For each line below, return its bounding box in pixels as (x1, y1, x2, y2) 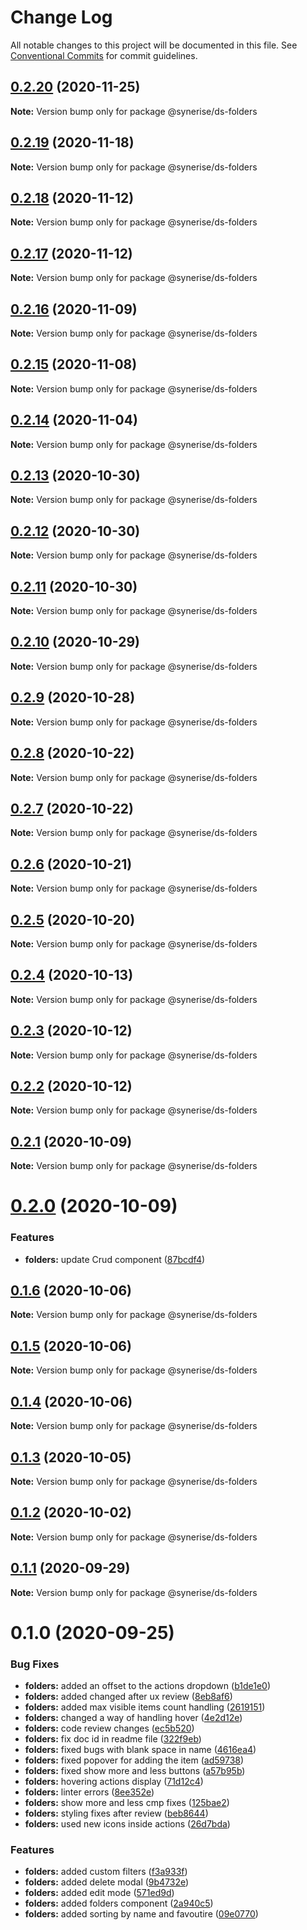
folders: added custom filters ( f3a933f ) (24, 1866, 188, 1878)
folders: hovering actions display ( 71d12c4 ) (24, 1776, 204, 1788)
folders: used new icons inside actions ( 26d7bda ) (24, 1818, 231, 1830)
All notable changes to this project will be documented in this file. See (10, 39, 298, 51)
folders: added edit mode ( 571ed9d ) (24, 1887, 175, 1899)
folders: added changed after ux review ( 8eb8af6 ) (24, 1691, 233, 1703)
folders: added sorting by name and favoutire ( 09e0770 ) (24, 1908, 259, 1920)
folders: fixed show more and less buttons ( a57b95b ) (24, 1765, 246, 1777)
